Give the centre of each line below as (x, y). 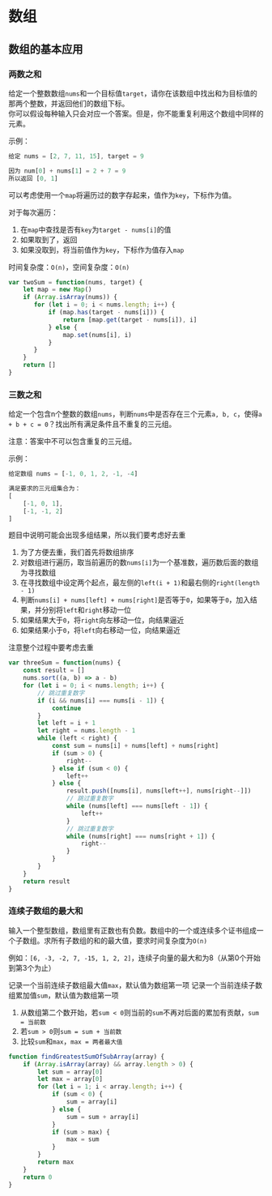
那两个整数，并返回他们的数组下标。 (69, 103)
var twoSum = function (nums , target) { (76, 282)
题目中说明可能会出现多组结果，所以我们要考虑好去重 (97, 535)
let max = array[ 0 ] (70, 1079)
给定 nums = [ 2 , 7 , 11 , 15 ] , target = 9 (76, 156)
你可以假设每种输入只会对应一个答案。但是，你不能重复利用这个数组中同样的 (136, 113)
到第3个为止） (32, 967)
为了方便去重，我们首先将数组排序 (77, 553)
